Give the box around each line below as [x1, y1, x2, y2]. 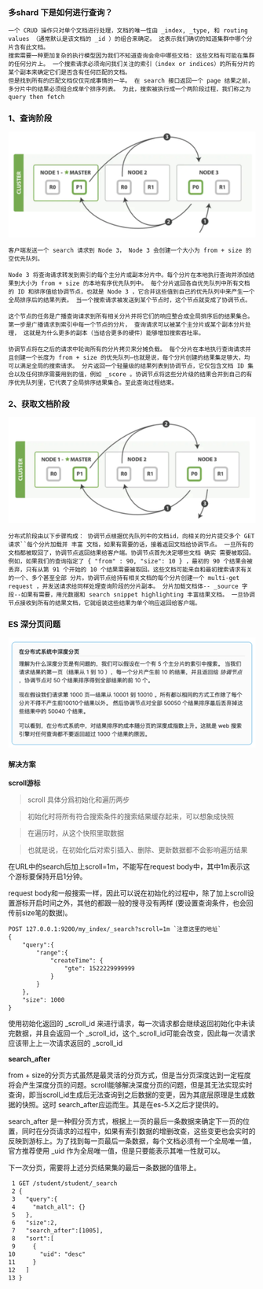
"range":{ [36, 949, 68, 957]
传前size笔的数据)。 [8, 908, 72, 918]
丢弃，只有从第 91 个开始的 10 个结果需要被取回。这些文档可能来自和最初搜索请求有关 [8, 566, 253, 574]
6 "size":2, [11, 1219, 58, 1227]
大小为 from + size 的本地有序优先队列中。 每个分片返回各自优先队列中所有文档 [19, 279, 250, 287]
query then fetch [8, 93, 65, 102]
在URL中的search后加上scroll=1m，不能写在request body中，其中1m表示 [8, 862, 243, 871]
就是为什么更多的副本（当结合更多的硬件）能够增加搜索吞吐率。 [28, 329, 205, 337]
